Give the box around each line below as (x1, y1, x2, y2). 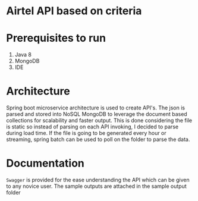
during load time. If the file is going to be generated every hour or (6, 130, 166, 137)
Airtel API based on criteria (6, 4, 142, 18)
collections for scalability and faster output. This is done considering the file (6, 117, 192, 124)
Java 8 (14, 51, 32, 58)
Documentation (6, 156, 85, 170)
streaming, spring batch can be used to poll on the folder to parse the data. (6, 136, 190, 143)
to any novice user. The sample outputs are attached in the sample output (6, 183, 187, 190)
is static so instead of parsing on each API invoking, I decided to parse (6, 123, 179, 130)
